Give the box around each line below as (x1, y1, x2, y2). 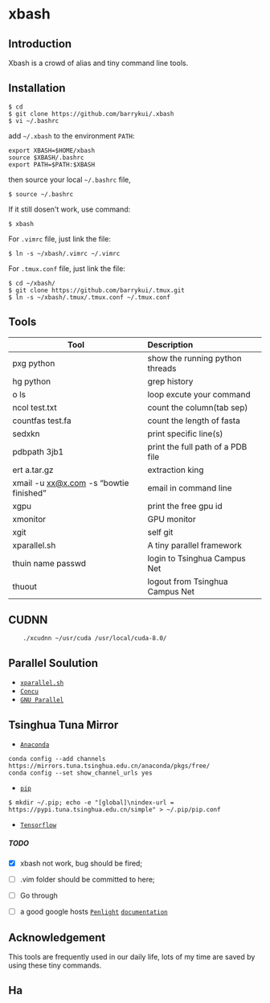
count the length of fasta (147, 415, 241, 426)
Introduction (8, 37, 72, 51)
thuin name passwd (12, 557, 87, 569)
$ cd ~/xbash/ (8, 279, 56, 287)
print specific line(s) (147, 428, 223, 439)
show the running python (147, 352, 243, 364)
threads (147, 363, 177, 374)
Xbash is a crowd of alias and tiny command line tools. (8, 58, 189, 68)
